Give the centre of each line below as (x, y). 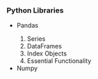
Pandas (27, 26)
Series (36, 39)
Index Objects (47, 53)
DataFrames (44, 46)
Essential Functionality (59, 61)
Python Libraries (35, 10)
